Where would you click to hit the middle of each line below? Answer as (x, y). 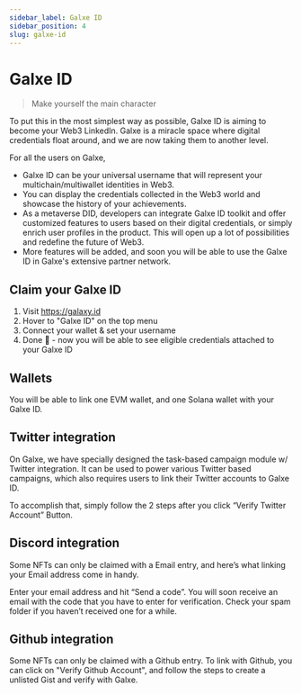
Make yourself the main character (94, 104)
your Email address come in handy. (74, 574)
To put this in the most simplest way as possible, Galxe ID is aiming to (138, 122)
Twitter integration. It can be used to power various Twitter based (130, 468)
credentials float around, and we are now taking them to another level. (139, 140)
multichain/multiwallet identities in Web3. (98, 185)
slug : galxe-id (38, 34)
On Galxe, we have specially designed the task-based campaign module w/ (149, 459)
